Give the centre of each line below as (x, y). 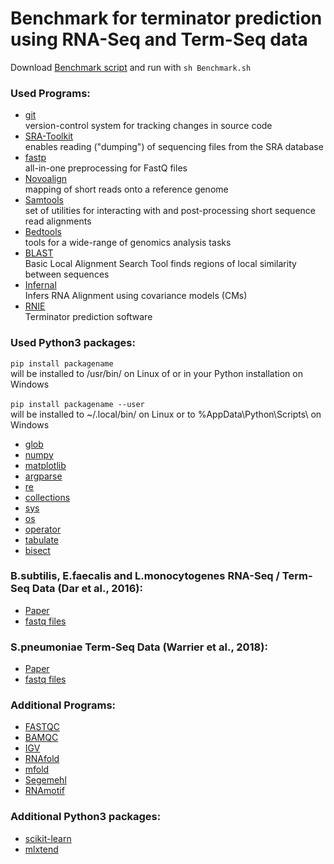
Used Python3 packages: (73, 343)
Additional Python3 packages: (86, 817)
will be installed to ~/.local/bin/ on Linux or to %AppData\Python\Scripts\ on (166, 414)
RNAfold (42, 759)
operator (43, 529)
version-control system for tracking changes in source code (148, 126)
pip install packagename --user (77, 404)
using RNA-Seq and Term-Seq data (159, 39)
